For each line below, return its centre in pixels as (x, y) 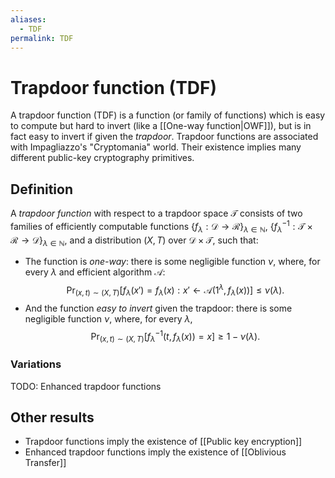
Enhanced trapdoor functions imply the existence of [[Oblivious (155, 452)
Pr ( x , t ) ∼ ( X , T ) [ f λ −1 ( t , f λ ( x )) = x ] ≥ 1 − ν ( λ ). (175, 336)
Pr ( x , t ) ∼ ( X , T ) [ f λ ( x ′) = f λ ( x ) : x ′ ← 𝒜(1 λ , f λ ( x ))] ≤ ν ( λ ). (175, 290)
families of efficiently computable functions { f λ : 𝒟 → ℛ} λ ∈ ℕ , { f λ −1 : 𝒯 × (161, 227)
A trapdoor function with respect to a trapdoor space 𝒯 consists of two (156, 213)
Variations (36, 364)
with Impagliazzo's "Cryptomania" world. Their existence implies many (156, 147)
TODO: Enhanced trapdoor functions (86, 386)
